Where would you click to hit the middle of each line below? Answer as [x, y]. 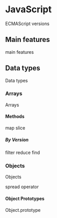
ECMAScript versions [27, 24]
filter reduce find [23, 152]
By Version [17, 140]
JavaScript [28, 9]
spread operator [22, 187]
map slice [15, 128]
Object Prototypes [25, 199]
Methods [15, 117]
